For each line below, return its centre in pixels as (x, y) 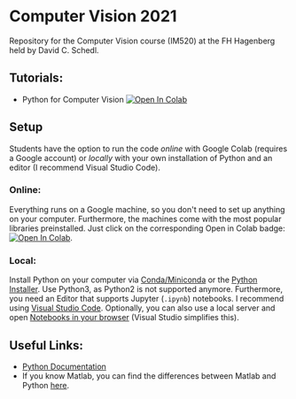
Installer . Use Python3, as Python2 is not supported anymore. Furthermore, (146, 289)
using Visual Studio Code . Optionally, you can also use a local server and (142, 308)
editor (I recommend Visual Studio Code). (85, 167)
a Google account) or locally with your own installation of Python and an (141, 157)
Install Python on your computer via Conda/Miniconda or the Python (133, 280)
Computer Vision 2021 (93, 16)
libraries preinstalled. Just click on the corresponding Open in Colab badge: (147, 228)
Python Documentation (64, 366)
